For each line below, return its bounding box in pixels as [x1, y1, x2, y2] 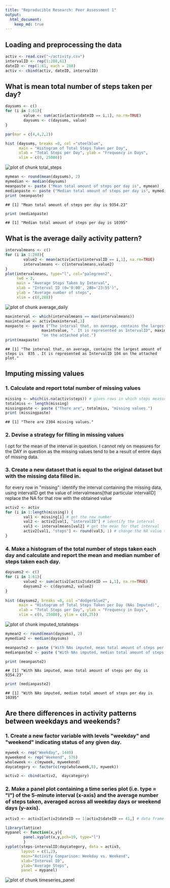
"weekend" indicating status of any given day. [5, 738, 122, 746]
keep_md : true [14, 21, 44, 27]
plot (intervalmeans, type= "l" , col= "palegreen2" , [5, 271, 112, 276]
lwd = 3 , [16, 276, 35, 281]
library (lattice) [5, 825, 42, 831]
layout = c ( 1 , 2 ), [21, 849, 58, 854]
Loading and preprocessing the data [5, 40, 122, 49]
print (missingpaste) [5, 410, 51, 416]
